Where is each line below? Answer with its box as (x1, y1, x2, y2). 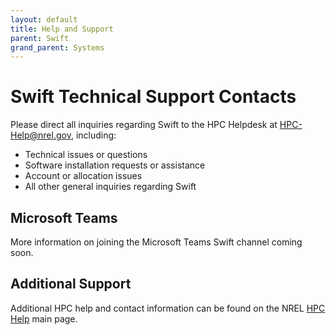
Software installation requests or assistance (24, 159, 206, 171)
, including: (70, 129, 117, 141)
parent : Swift (10, 33, 70, 43)
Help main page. (10, 312, 78, 325)
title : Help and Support (10, 24, 114, 34)
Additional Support (10, 276, 132, 293)
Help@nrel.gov (10, 129, 72, 141)
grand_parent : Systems (10, 42, 105, 53)
